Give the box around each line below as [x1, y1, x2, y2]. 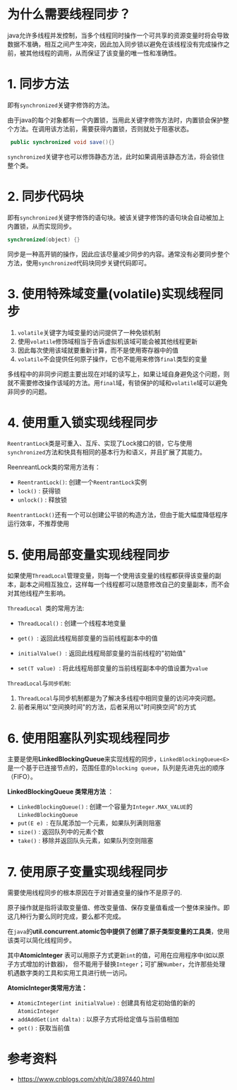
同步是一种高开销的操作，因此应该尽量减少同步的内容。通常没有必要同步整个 [7, 250, 230, 258]
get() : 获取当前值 [17, 1024, 71, 1032]
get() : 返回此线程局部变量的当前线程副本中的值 [17, 634, 158, 643]
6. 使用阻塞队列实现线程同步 [7, 730, 171, 746]
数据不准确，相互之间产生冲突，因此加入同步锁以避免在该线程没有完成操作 [7, 40, 224, 48]
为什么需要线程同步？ [7, 6, 132, 23]
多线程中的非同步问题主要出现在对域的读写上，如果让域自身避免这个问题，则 [7, 370, 230, 378]
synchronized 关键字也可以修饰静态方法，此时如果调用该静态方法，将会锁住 [7, 152, 224, 161]
